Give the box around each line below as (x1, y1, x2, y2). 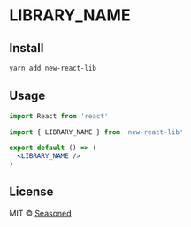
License (9, 185, 54, 200)
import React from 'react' (9, 111, 109, 120)
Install (9, 41, 44, 56)
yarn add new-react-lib (9, 64, 97, 72)
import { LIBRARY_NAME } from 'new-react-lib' (9, 127, 184, 137)
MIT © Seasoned (9, 208, 73, 218)
